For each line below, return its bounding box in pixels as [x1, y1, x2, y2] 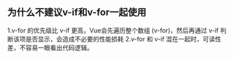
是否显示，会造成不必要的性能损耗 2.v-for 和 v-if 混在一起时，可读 [25, 35, 216, 43]
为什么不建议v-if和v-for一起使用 [7, 6, 147, 19]
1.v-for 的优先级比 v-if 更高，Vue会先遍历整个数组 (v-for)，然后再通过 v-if [7, 26, 219, 35]
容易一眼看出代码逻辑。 [25, 43, 93, 52]
